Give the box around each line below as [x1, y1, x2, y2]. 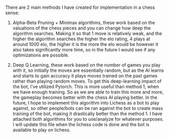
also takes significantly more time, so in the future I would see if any [12, 47, 156, 52]
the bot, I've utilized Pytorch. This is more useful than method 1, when [12, 84, 159, 90]
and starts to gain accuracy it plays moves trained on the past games [12, 73, 158, 78]
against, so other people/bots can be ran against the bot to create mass [12, 105, 163, 111]
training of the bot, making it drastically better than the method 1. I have [12, 111, 163, 117]
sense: [5, 10, 19, 16]
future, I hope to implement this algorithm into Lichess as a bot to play [12, 100, 159, 106]
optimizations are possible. [12, 52, 70, 58]
